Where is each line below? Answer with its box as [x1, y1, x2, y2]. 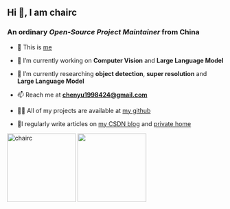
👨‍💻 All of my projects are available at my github [16, 106, 151, 114]
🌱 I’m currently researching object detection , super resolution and [16, 69, 207, 77]
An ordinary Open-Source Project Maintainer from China [7, 27, 200, 37]
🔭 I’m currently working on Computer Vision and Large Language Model [16, 56, 224, 64]
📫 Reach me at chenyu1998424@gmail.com [16, 90, 148, 99]
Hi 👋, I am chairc [7, 7, 78, 19]
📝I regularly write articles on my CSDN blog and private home [16, 119, 192, 127]
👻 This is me [16, 42, 53, 51]
